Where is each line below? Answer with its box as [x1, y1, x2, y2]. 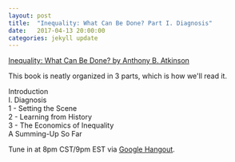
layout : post [8, 11, 52, 20]
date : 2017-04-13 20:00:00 [8, 26, 106, 34]
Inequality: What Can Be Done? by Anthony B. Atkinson [8, 56, 190, 65]
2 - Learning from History [8, 113, 93, 122]
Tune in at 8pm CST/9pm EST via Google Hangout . [8, 144, 176, 154]
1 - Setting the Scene [8, 104, 78, 113]
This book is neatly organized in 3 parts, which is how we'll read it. [8, 71, 228, 81]
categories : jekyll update [8, 34, 98, 42]
